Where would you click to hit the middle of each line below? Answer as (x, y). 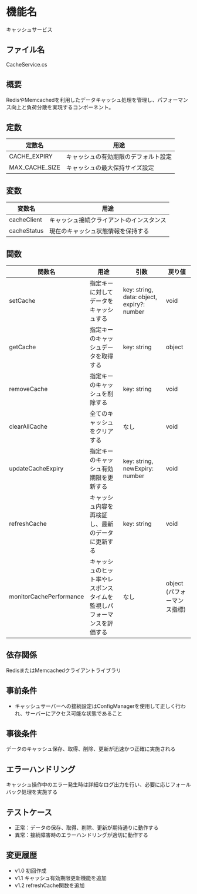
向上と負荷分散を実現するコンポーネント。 (62, 107)
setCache (22, 301)
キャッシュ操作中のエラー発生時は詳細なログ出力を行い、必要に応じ (88, 784)
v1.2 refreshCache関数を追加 (50, 885)
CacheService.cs (27, 64)
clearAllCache (28, 426)
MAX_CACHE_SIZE (35, 167)
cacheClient (26, 220)
